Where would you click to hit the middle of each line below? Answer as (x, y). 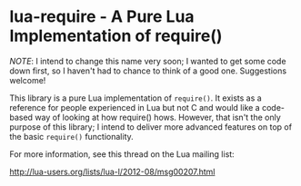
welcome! (28, 80)
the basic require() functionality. (71, 136)
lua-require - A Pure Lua (102, 17)
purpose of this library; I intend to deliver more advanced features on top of (151, 127)
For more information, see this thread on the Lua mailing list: (122, 154)
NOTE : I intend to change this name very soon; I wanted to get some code (148, 61)
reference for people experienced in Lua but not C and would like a (135, 107)
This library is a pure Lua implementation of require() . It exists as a (135, 98)
